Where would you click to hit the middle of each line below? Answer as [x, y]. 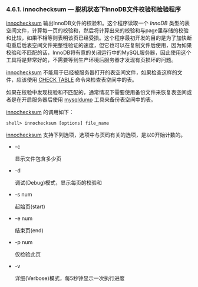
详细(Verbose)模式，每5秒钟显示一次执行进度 [70, 278]
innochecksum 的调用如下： [40, 112]
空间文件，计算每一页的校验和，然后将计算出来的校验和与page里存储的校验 [98, 31]
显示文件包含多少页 [38, 159]
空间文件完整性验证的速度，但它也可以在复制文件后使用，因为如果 [112, 45]
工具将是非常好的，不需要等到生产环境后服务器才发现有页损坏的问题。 [91, 60]
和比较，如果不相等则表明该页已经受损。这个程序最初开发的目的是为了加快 [96, 38]
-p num [24, 242]
